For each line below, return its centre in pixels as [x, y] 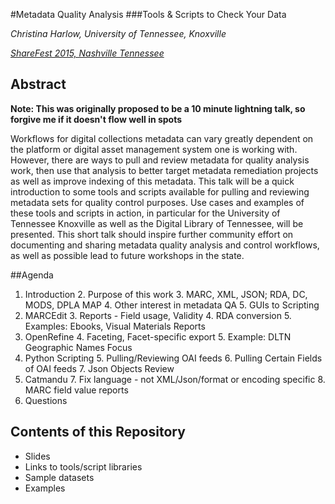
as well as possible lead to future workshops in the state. [127, 255]
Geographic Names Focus [78, 347]
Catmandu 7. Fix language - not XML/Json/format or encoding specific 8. [175, 379]
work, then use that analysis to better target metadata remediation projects [164, 170]
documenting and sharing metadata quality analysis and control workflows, [165, 245]
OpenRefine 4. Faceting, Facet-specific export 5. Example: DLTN [158, 336]
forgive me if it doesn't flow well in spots [96, 119]
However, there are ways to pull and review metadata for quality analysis [160, 160]
